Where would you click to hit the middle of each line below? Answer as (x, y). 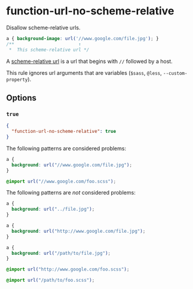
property (17, 80)
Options (22, 98)
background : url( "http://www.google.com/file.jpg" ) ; (79, 231)
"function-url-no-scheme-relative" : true (64, 132)
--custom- (175, 73)
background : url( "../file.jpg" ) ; (53, 209)
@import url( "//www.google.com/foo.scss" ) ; (61, 181)
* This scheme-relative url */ (49, 50)
